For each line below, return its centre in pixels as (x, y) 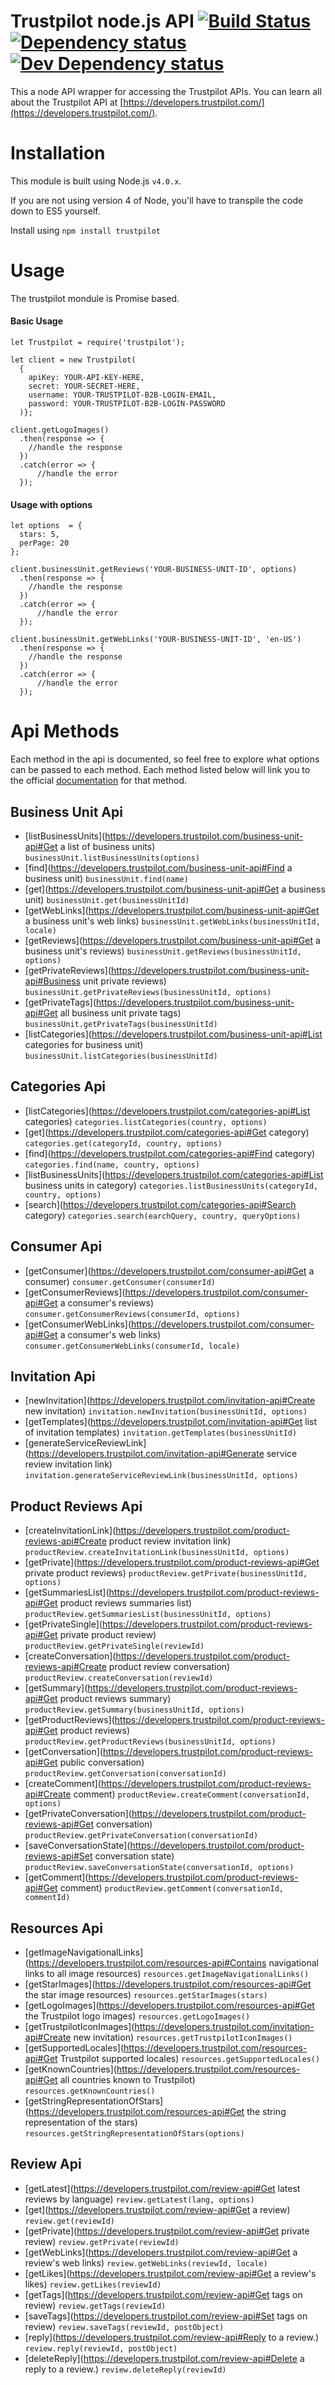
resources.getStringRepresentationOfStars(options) (134, 2134)
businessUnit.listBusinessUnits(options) (112, 858)
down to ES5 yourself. (55, 211)
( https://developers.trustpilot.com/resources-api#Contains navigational (171, 1963)
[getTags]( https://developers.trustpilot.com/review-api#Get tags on (163, 2294)
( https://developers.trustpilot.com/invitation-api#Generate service (161, 1454)
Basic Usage (36, 321)
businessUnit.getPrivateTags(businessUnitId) (121, 1024)
